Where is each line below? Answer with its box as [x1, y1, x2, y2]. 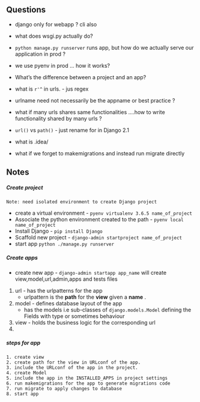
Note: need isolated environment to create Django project [6, 199, 157, 205]
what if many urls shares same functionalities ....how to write [14, 108, 165, 116]
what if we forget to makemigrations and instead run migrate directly [14, 149, 185, 157]
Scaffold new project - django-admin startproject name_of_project [14, 234, 183, 241]
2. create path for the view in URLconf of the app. [6, 359, 141, 365]
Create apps [6, 254, 38, 261]
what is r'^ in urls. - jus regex [14, 85, 89, 92]
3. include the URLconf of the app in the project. [6, 365, 138, 371]
